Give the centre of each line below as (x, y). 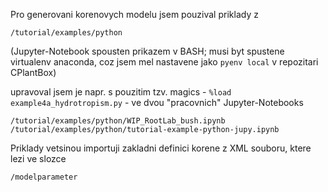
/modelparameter (44, 177)
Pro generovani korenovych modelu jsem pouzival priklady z (134, 14)
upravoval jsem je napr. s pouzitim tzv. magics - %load (121, 92)
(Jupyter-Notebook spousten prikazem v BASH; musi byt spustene (147, 51)
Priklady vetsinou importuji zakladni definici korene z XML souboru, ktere (161, 148)
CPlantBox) (33, 72)
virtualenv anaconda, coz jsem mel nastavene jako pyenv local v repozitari (164, 62)
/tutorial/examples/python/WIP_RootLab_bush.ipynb (118, 121)
